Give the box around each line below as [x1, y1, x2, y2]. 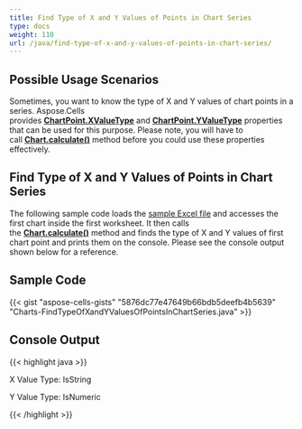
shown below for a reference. [9, 246, 119, 257]
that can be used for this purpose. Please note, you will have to [9, 125, 243, 135]
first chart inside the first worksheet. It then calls [9, 218, 189, 228]
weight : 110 [9, 30, 54, 39]
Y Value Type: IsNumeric [9, 391, 101, 402]
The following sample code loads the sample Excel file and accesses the [9, 208, 279, 219]
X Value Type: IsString [9, 374, 92, 385]
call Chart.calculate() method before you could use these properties [9, 135, 265, 145]
